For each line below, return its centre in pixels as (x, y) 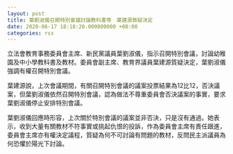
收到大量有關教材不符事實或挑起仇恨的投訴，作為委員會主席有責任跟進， (122, 126)
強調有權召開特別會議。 (41, 71)
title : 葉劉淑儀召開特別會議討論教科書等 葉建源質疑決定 (80, 20)
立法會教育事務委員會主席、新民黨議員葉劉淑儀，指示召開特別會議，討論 (110, 53)
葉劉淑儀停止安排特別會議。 (47, 103)
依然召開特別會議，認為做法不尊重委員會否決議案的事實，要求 (138, 94)
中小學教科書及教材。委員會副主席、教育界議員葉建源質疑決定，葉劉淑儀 (122, 62)
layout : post (26, 14)
